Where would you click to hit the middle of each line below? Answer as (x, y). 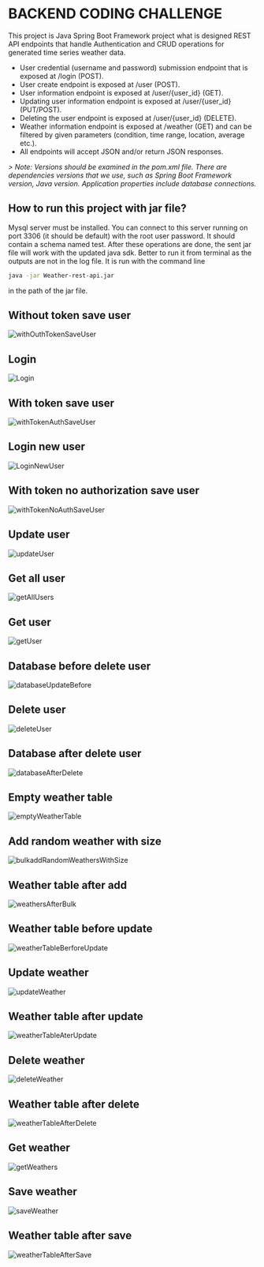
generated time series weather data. (67, 52)
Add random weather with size (85, 841)
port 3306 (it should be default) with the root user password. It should (122, 236)
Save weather (43, 1192)
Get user (30, 622)
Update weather (48, 973)
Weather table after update (76, 1016)
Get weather (39, 1148)
